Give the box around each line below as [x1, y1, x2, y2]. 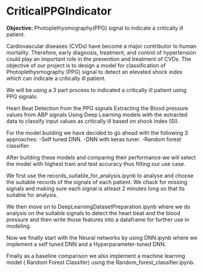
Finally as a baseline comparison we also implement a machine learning [6, 252, 185, 259]
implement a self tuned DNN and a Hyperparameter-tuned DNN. [6, 240, 167, 248]
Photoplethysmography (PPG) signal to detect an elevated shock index [6, 68, 183, 75]
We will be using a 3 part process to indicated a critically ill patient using [6, 86, 187, 93]
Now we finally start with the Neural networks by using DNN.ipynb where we [6, 234, 198, 241]
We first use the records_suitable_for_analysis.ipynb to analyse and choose [6, 171, 194, 179]
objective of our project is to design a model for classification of [6, 62, 166, 69]
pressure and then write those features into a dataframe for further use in [6, 216, 190, 223]
